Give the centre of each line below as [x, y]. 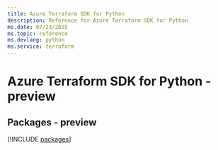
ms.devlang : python [36, 40]
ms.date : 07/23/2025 [38, 27]
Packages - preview [52, 122]
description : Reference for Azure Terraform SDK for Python [98, 20]
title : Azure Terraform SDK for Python [66, 14]
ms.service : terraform [41, 46]
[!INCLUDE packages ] [39, 139]
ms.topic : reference [38, 33]
